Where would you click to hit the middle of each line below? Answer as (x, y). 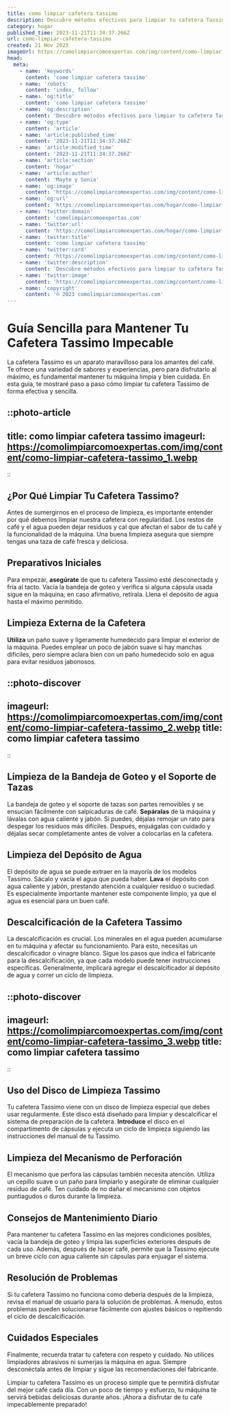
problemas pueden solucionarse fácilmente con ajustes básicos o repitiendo (115, 1309)
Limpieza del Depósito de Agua (75, 855)
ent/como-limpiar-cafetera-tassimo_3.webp (104, 1042)
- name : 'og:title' (47, 97)
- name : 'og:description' (56, 109)
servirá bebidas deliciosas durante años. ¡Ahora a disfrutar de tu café (105, 1397)
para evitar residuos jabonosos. (52, 661)
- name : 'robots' (44, 84)
